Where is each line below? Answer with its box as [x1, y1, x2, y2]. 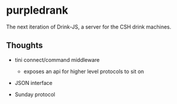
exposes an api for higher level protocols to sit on [23, 68, 144, 75]
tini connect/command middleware [14, 56, 100, 63]
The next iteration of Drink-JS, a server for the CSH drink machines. [6, 23, 172, 30]
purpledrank [6, 4, 69, 17]
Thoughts [6, 40, 43, 51]
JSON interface [14, 79, 53, 86]
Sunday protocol [14, 90, 55, 98]
